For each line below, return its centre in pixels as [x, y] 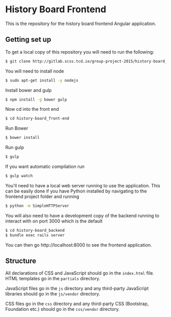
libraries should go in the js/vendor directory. [53, 294]
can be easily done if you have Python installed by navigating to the [76, 191]
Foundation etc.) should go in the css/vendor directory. [63, 309]
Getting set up [28, 40]
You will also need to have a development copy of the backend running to [82, 215]
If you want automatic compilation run [45, 166]
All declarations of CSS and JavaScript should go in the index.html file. [80, 273]
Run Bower [17, 128]
